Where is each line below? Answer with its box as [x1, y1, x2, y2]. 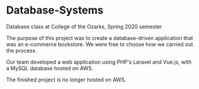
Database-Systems [6, 4, 104, 17]
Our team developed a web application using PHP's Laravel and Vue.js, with [6, 58, 192, 65]
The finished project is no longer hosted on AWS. [6, 76, 127, 83]
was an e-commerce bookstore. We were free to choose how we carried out [6, 41, 193, 48]
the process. [6, 47, 37, 54]
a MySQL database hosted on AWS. [6, 64, 94, 71]
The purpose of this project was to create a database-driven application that [6, 34, 193, 41]
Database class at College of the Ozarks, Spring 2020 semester [6, 23, 162, 30]
